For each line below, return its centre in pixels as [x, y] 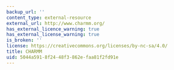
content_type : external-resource [49, 18]
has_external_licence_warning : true [53, 29]
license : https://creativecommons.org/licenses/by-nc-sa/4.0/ [87, 46]
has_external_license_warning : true [53, 35]
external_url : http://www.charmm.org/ [56, 23]
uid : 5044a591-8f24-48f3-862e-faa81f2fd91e [63, 57]
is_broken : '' [24, 40]
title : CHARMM [24, 52]
